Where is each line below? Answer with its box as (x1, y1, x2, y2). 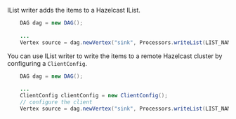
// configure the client (20, 99, 93, 106)
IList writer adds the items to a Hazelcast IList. (7, 6, 140, 14)
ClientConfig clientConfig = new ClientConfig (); (20, 92, 169, 99)
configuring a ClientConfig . (7, 59, 88, 67)
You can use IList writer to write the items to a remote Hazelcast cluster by (7, 52, 223, 60)
